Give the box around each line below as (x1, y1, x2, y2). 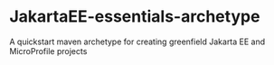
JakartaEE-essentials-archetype (9, 6, 260, 27)
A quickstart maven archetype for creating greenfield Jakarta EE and (9, 36, 266, 47)
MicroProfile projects (9, 45, 88, 56)
